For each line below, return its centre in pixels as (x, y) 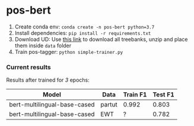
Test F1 (163, 95)
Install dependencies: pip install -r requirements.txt (83, 33)
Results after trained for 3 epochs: (48, 80)
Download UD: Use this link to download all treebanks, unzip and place (101, 39)
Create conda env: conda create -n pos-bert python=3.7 (85, 27)
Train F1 (135, 95)
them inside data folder (43, 46)
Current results (29, 67)
